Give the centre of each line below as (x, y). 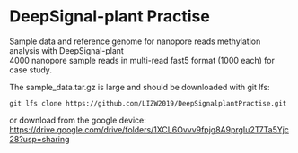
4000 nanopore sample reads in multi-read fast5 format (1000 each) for (142, 60)
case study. (31, 70)
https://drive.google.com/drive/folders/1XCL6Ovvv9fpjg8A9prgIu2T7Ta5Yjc (149, 129)
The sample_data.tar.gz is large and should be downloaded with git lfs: (140, 87)
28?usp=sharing (39, 139)
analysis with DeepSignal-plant (66, 50)
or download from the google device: (78, 120)
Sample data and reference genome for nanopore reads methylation (135, 41)
